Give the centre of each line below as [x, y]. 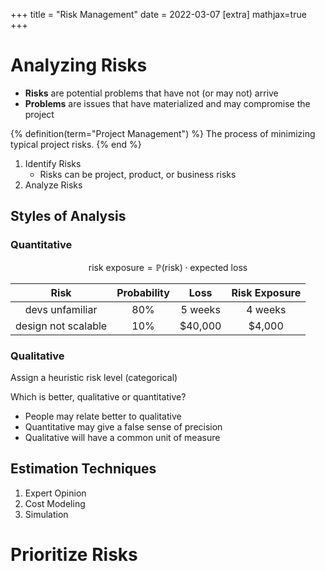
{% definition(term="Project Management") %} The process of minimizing [163, 133]
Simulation [46, 514]
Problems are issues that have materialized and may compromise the [167, 103]
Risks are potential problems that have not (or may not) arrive [151, 93]
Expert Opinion [55, 493]
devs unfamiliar [61, 309]
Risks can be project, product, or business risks [138, 174]
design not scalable [61, 326]
